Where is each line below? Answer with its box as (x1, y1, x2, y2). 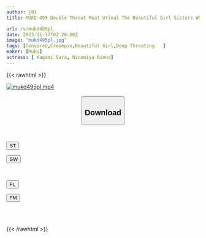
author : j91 (6, 9, 37, 15)
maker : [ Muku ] (6, 48, 43, 55)
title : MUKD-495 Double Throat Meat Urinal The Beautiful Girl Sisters (6, 15, 193, 21)
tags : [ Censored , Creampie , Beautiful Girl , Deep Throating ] (6, 43, 166, 49)
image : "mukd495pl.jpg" (6, 37, 67, 44)
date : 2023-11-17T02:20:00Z (6, 31, 78, 37)
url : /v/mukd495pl (6, 26, 53, 32)
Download (85, 108, 121, 117)
